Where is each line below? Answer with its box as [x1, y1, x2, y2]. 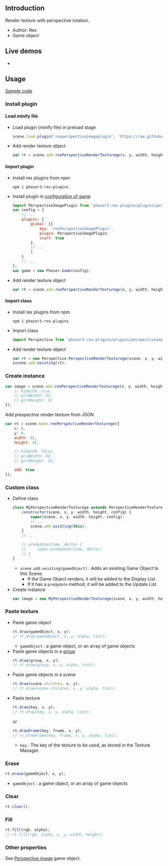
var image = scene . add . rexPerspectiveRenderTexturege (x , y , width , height [5, 384, 164, 389]
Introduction [5, 4, 45, 13]
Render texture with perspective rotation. [5, 17, 90, 23]
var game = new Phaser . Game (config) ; [12, 268, 91, 273]
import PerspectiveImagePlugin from [12, 203, 89, 208]
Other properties [5, 844, 47, 851]
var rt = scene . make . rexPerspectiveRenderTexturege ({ [5, 421, 120, 426]
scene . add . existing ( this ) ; [30, 524, 87, 529]
